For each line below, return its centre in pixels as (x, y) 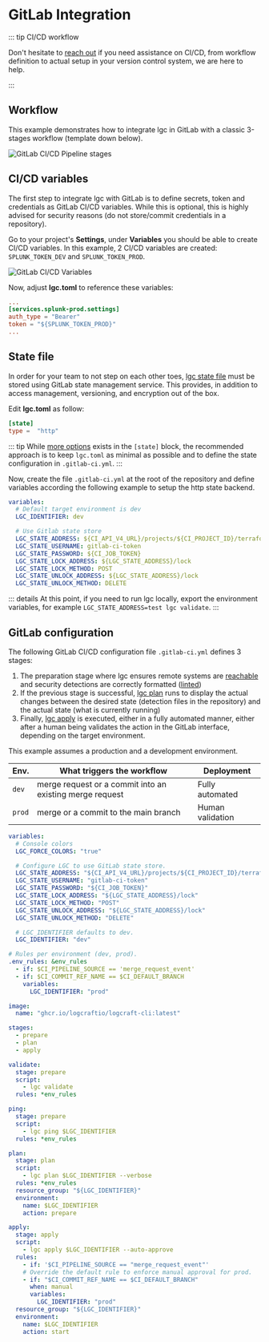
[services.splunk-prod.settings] (64, 309)
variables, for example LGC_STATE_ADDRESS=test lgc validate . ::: (114, 608)
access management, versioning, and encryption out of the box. (114, 393)
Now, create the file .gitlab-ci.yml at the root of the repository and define (131, 479)
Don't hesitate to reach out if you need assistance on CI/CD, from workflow (132, 52)
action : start (46, 1332)
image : (19, 1006)
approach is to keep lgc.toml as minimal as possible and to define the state (133, 455)
